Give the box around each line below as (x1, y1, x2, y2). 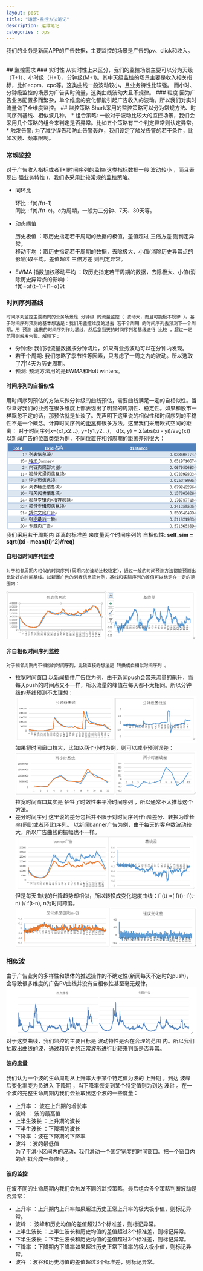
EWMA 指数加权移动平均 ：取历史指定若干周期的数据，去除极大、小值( (14, 268, 191, 275)
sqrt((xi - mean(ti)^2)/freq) (6, 538, 75, 545)
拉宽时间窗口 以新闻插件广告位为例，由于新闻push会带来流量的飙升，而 (14, 674, 193, 681)
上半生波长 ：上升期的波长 (14, 1117, 80, 1125)
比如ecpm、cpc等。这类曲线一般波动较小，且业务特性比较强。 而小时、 (16, 82, 195, 89)
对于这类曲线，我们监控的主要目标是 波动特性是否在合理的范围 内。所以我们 (6, 1037, 195, 1044)
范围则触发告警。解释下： (6, 333, 60, 339)
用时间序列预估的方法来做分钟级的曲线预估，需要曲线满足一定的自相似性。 (6, 397, 192, 404)
